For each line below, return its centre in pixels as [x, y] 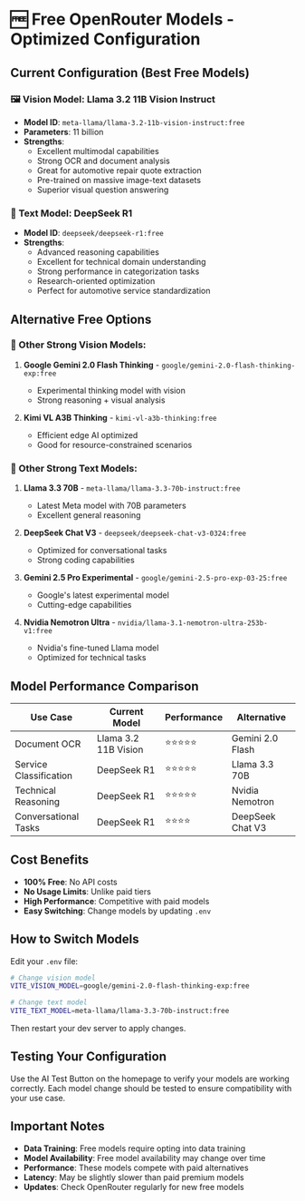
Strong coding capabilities [86, 560]
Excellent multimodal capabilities [98, 151]
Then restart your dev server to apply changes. [98, 1029]
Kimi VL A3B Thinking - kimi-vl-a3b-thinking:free [120, 417]
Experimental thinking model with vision [111, 390]
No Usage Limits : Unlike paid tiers [87, 891]
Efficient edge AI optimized [87, 435]
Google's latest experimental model [103, 595]
